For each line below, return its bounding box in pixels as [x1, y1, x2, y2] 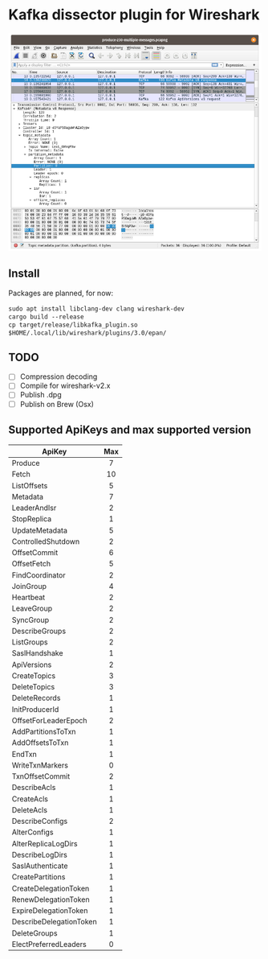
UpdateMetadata [11, 525, 68, 535]
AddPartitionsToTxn [11, 726, 76, 737]
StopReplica [11, 514, 52, 524]
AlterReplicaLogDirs [11, 838, 78, 848]
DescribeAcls [11, 783, 56, 792]
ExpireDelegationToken [11, 906, 88, 916]
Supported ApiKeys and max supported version [8, 422, 251, 436]
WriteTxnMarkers [11, 760, 68, 770]
